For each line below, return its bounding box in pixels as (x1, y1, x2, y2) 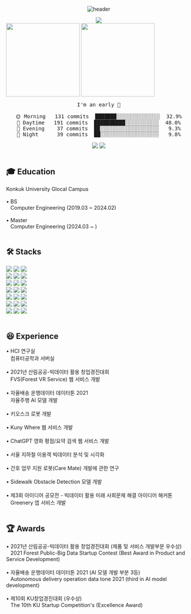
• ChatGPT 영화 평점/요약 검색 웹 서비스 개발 (6, 438, 110, 445)
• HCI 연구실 (6, 347, 35, 355)
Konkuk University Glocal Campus (6, 185, 89, 192)
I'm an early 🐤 (76, 102, 120, 108)
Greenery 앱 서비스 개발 (10, 499, 66, 506)
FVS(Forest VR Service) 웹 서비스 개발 (10, 376, 100, 383)
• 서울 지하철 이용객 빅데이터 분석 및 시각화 (6, 451, 105, 458)
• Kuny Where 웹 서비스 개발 (6, 424, 73, 431)
